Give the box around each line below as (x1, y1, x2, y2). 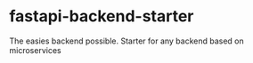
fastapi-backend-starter (9, 6, 194, 27)
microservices (9, 44, 61, 55)
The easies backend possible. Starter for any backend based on (9, 35, 245, 46)
